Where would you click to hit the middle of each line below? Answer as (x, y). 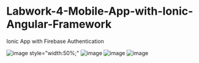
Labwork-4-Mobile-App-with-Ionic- (100, 11)
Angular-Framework (59, 24)
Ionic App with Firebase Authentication (55, 41)
